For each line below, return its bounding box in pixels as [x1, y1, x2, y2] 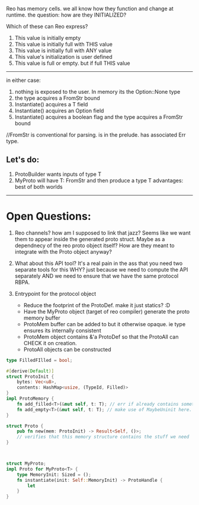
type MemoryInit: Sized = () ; [17, 472, 92, 478]
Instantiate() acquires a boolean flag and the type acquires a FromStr [14, 113, 183, 121]
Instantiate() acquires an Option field [14, 107, 104, 114]
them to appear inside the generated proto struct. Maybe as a [14, 235, 165, 242]
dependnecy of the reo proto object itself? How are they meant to [14, 242, 175, 249]
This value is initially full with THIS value [14, 41, 113, 48]
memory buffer [23, 314, 60, 321]
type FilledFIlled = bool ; [6, 357, 73, 363]
